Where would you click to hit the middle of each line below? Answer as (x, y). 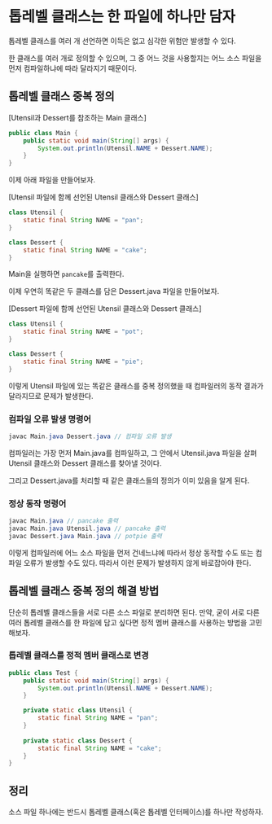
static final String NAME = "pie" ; (83, 362)
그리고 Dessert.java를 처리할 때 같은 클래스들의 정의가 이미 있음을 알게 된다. (129, 480)
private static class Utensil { (78, 710)
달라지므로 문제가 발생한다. (51, 396)
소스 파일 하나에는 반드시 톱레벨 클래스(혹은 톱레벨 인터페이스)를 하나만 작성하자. (136, 812)
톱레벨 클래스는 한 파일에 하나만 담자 (122, 17)
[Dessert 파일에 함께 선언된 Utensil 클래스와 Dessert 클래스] (105, 309)
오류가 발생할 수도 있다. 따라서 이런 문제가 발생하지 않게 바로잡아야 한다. (137, 563)
